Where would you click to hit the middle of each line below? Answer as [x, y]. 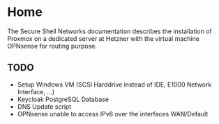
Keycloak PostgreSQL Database [63, 99]
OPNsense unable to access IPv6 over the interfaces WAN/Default [113, 114]
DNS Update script [44, 106]
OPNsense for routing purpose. [52, 46]
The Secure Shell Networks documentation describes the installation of [110, 31]
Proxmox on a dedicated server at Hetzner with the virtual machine [104, 38]
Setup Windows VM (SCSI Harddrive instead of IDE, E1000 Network [114, 85]
